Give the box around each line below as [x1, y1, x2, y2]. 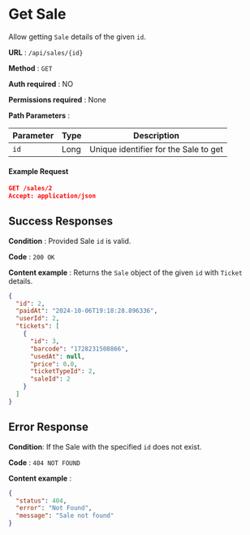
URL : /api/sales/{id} [8, 47, 84, 57]
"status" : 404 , [15, 497, 67, 505]
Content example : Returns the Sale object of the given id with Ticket [8, 267, 243, 277]
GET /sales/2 [8, 185, 53, 193]
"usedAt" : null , [29, 352, 85, 360]
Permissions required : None [8, 94, 107, 104]
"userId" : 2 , [15, 315, 60, 323]
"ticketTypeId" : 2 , [29, 368, 96, 376]
